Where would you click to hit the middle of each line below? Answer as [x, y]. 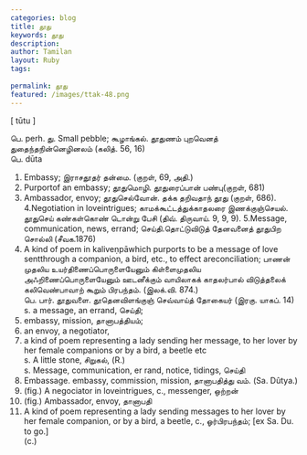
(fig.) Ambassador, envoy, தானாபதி [88, 401]
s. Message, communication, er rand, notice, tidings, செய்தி [134, 370]
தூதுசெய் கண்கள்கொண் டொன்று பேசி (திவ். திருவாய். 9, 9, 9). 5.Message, [155, 218]
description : [35, 43]
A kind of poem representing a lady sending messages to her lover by [154, 411]
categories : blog [43, 18]
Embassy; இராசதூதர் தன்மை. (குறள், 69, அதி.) [108, 177]
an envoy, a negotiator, [67, 331]
